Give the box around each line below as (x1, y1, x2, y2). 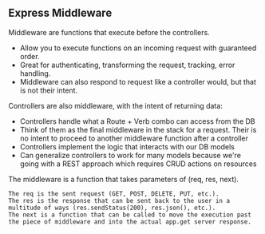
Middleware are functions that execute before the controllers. (8, 27, 210, 37)
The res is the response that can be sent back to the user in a (8, 196, 230, 204)
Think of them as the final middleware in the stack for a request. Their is (19, 125, 257, 134)
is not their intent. (19, 85, 78, 95)
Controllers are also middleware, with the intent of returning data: (8, 101, 223, 110)
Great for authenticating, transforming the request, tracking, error (19, 60, 235, 69)
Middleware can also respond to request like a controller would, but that (19, 77, 257, 86)
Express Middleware (8, 6, 113, 20)
